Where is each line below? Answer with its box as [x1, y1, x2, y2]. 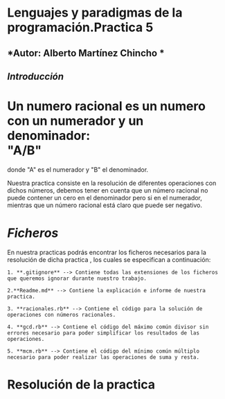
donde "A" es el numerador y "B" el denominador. [7, 165, 149, 174]
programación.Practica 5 [7, 19, 154, 35]
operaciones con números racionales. [7, 311, 116, 318]
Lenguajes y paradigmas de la [7, 5, 183, 21]
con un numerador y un [7, 113, 144, 129]
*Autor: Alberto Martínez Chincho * [7, 47, 165, 59]
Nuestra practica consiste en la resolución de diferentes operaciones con [7, 179, 217, 187]
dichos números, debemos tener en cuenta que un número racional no [7, 186, 208, 195]
